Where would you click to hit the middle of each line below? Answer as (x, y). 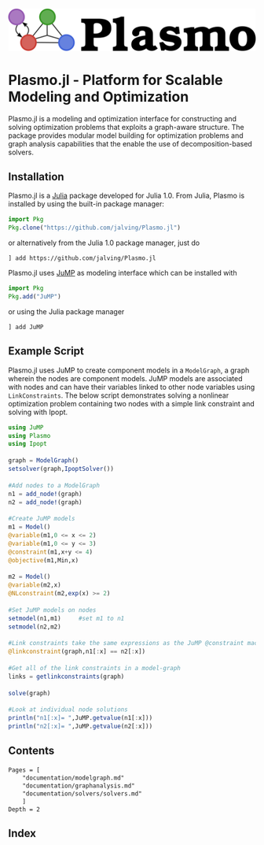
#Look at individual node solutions (68, 710)
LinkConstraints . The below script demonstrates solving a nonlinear (119, 395)
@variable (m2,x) (35, 585)
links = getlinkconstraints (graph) (66, 676)
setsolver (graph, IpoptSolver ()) (61, 469)
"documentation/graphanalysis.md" (79, 786)
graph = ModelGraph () (44, 461)
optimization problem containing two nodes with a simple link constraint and (132, 403)
